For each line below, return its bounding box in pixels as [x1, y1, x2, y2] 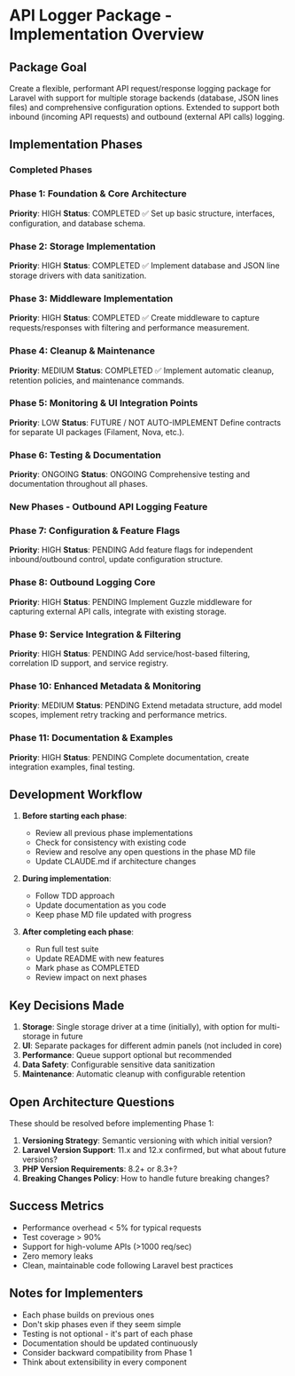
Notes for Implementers [9, 1285, 144, 1301]
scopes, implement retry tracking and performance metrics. [9, 710, 228, 720]
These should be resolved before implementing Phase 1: [9, 1118, 214, 1128]
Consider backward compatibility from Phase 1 [21, 1347, 193, 1357]
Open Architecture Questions [9, 1094, 175, 1110]
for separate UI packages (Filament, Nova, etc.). [9, 426, 184, 437]
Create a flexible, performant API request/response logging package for [9, 84, 272, 93]
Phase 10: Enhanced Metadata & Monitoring [9, 680, 202, 692]
